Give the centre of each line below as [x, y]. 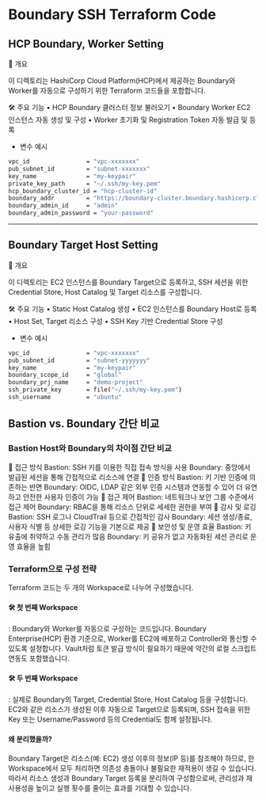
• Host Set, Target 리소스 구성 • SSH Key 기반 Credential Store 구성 [116, 321]
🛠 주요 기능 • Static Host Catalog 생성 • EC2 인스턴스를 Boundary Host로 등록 [133, 309]
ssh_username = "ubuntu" [65, 398]
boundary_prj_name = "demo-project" [76, 383]
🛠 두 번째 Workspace [43, 678]
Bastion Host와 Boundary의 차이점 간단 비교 [90, 448]
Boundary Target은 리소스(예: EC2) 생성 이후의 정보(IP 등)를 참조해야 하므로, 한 [131, 758]
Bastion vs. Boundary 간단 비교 [84, 424]
